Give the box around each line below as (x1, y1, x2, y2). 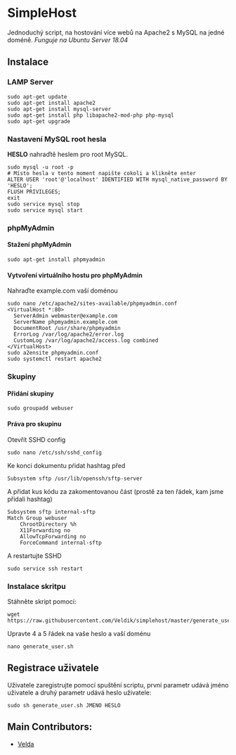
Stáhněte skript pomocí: (7, 597, 77, 606)
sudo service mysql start (7, 206, 83, 214)
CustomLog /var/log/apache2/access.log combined (13, 337, 159, 344)
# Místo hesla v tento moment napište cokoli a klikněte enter (7, 170, 197, 177)
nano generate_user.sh (7, 642, 74, 650)
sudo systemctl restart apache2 (7, 355, 102, 363)
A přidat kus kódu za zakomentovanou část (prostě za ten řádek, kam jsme (7, 487, 224, 495)
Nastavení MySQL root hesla (7, 134, 107, 144)
